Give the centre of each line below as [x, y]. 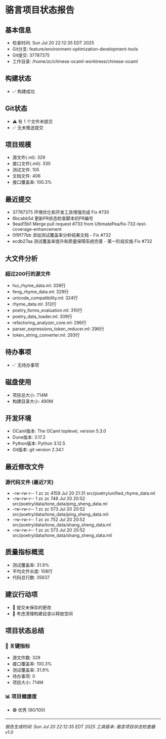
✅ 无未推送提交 [28, 127]
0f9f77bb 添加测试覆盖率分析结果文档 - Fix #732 [62, 235]
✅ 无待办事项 [26, 365]
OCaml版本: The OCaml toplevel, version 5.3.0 [59, 431]
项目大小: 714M [28, 683]
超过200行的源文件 [28, 274]
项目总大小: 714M [30, 395]
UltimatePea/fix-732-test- [121, 224]
